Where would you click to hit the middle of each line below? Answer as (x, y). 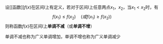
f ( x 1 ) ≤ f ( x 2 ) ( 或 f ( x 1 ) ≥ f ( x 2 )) (82, 17)
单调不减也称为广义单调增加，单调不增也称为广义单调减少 (63, 36)
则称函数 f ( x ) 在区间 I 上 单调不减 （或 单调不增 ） (50, 26)
